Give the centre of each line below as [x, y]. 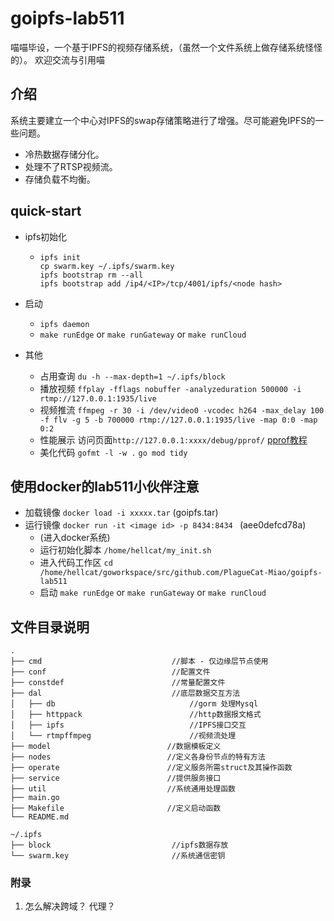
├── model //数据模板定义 [116, 747]
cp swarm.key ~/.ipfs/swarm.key [107, 266]
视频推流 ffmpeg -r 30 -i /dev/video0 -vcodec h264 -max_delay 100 [182, 409]
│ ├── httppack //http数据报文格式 [136, 715]
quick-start [46, 211]
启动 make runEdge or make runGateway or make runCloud [153, 593]
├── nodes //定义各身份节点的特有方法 [138, 757]
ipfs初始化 [46, 236]
